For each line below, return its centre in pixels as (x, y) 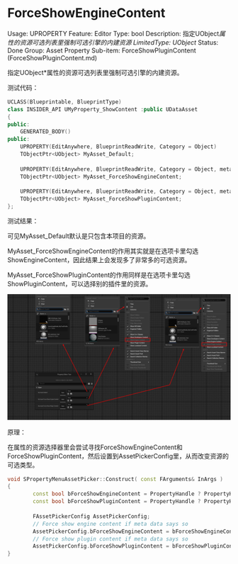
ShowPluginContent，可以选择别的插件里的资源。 (80, 284)
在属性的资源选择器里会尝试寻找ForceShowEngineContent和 (95, 447)
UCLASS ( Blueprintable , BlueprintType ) (64, 102)
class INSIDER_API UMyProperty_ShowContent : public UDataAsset (103, 109)
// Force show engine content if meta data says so (111, 524)
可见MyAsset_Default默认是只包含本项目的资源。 (79, 236)
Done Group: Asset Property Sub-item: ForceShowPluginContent (102, 50)
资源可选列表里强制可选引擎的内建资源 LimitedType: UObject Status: (119, 42)
